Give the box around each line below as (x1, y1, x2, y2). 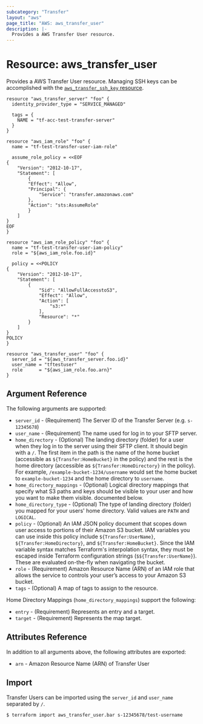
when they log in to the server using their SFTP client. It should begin (15, 442, 188, 449)
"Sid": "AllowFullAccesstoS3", (38, 287, 118, 293)
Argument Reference (6, 389, 87, 399)
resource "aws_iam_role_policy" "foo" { (6, 239, 110, 246)
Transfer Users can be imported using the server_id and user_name (6, 694, 174, 701)
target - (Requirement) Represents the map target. (15, 614, 142, 621)
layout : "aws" (6, 15, 42, 21)
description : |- (6, 26, 47, 32)
